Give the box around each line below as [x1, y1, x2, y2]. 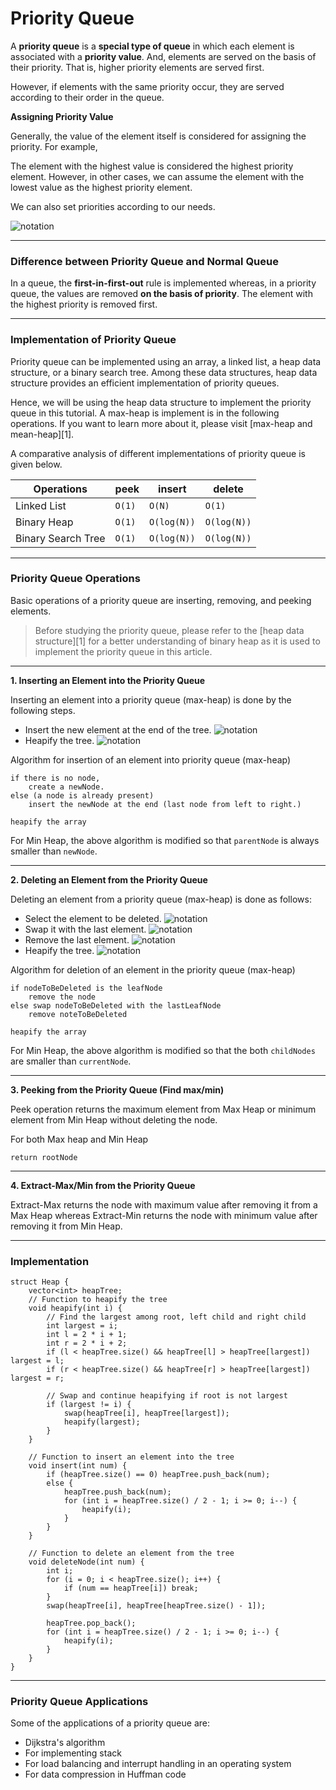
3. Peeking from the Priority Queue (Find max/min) [10, 1083, 225, 1096]
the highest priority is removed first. [10, 298, 158, 311]
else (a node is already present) [10, 790, 155, 801]
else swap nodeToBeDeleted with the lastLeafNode [10, 1000, 222, 1011]
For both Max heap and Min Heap [10, 1133, 149, 1145]
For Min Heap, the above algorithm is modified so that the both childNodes [10, 1044, 316, 1056]
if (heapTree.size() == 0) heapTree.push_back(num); [46, 1470, 271, 1480]
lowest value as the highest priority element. [10, 181, 193, 193]
